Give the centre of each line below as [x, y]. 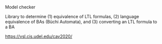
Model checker [20, 7]
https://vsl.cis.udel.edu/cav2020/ [39, 36]
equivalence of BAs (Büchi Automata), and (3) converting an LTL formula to [81, 22]
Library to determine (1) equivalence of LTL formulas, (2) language [72, 16]
